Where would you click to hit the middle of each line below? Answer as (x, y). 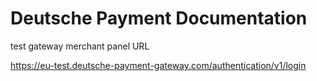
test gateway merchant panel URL (80, 46)
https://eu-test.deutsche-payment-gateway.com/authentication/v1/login (158, 65)
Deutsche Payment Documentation (159, 18)
